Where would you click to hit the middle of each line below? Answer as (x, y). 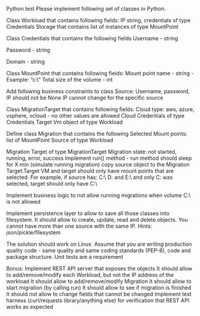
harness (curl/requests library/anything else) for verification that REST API (98, 300)
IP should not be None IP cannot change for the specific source (85, 98)
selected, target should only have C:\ (52, 184)
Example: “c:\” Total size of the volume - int (59, 80)
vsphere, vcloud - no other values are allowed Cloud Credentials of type (95, 116)
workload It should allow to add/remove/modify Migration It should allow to (99, 281)
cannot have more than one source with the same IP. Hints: (79, 226)
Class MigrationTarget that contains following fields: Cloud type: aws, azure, (101, 109)
